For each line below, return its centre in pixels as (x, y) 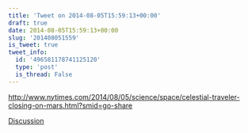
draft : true (28, 23)
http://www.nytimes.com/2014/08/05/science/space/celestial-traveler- (124, 97)
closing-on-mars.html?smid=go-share (71, 105)
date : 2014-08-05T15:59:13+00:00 (63, 30)
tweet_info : (28, 52)
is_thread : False (44, 74)
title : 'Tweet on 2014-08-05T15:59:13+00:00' (84, 15)
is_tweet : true (33, 45)
